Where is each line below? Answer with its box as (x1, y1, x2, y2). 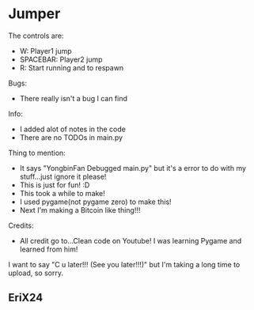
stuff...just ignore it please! (19, 172, 107, 181)
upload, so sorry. (8, 268, 63, 278)
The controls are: (8, 31, 64, 40)
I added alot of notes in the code (19, 124, 127, 134)
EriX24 (8, 291, 44, 304)
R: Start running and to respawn (19, 62, 124, 72)
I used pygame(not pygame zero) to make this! (19, 197, 172, 206)
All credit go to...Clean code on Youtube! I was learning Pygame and (19, 236, 242, 245)
